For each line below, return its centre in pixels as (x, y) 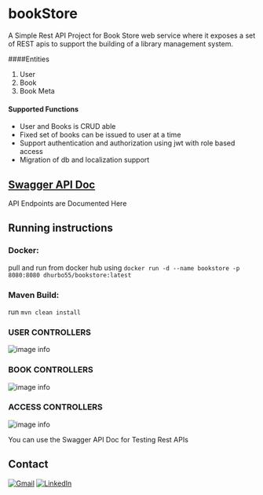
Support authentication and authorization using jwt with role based (127, 143)
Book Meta (37, 90)
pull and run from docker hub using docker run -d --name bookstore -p (124, 267)
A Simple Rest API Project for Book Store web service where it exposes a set (132, 35)
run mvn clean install (44, 312)
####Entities (29, 59)
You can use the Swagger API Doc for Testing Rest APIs (98, 439)
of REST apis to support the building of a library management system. (121, 43)
